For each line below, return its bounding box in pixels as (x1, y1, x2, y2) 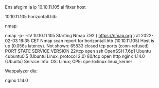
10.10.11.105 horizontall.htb (5, 14, 57, 19)
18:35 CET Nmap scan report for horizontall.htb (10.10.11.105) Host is (18, 38, 155, 44)
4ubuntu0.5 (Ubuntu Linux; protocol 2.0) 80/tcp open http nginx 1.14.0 (5, 53, 145, 59)
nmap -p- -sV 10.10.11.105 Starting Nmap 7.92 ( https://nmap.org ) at (5, 33, 140, 38)
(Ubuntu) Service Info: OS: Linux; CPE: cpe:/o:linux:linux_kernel (5, 59, 132, 64)
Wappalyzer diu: (5, 68, 38, 74)
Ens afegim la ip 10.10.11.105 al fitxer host (5, 4, 86, 10)
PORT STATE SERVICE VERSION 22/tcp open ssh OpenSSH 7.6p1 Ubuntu (5, 48, 151, 54)
